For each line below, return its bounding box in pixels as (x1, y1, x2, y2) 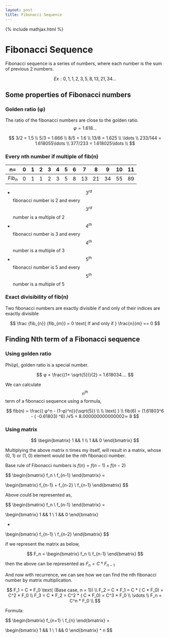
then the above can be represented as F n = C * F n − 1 (5, 561, 115, 568)
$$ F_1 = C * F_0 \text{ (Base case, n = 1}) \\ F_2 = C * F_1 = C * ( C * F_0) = (7, 587, 163, 593)
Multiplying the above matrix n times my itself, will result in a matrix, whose (5, 447, 161, 453)
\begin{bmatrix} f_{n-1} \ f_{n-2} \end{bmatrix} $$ (5, 531, 109, 538)
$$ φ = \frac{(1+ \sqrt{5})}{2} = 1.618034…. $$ (36, 371, 134, 378)
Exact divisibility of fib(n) (5, 294, 69, 301)
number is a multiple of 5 (12, 281, 65, 287)
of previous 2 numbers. (5, 66, 54, 72)
